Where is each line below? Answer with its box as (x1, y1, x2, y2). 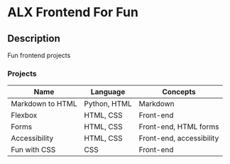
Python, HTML (84, 99, 133, 109)
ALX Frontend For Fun (7, 4, 138, 20)
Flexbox (11, 110, 38, 120)
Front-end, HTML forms (138, 122, 219, 131)
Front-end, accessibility (138, 134, 219, 143)
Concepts (162, 87, 197, 97)
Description (7, 33, 60, 45)
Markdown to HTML (11, 99, 77, 109)
